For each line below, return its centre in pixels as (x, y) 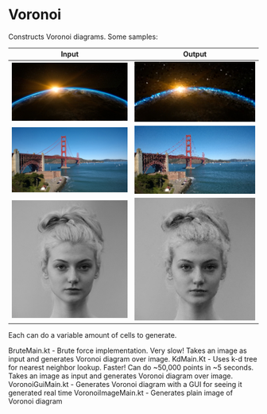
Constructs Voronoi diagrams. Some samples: (83, 37)
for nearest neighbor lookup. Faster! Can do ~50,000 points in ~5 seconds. (131, 368)
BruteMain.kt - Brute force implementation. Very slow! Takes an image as (128, 350)
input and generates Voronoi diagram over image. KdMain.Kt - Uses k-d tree (133, 359)
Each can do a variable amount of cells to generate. (93, 335)
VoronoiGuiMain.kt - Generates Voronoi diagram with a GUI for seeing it (125, 385)
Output (195, 54)
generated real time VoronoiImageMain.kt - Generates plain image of (120, 393)
